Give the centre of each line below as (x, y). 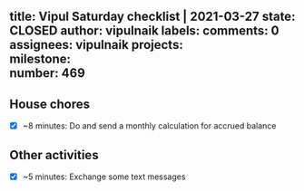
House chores (50, 104)
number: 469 (48, 73)
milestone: (40, 59)
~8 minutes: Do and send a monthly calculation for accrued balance (149, 126)
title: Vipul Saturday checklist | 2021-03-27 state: (152, 17)
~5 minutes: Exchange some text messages (104, 177)
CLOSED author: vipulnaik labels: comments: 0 (144, 31)
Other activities (54, 155)
